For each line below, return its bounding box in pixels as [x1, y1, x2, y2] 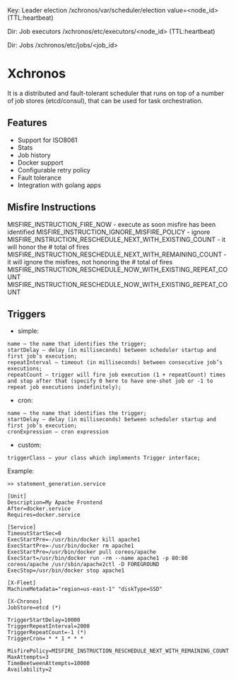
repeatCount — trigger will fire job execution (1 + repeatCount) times [7, 371, 226, 379]
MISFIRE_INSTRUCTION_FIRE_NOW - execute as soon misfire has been [7, 220, 216, 228]
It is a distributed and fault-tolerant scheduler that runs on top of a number [7, 88, 224, 98]
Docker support [17, 158, 64, 167]
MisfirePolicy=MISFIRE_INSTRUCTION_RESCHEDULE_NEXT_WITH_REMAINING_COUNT [7, 647, 230, 655]
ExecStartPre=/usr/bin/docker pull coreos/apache [7, 549, 157, 556]
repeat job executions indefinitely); [7, 384, 122, 391]
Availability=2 [7, 666, 52, 674]
